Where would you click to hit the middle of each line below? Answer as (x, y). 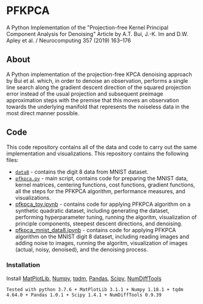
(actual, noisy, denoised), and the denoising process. (81, 249)
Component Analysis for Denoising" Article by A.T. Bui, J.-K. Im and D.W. (97, 34)
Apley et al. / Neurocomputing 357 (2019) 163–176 (69, 40)
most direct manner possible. (43, 113)
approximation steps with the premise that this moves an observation (93, 100)
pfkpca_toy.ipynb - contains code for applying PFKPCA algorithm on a (103, 204)
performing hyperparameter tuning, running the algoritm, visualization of (106, 217)
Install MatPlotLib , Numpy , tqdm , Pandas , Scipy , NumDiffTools (84, 278)
